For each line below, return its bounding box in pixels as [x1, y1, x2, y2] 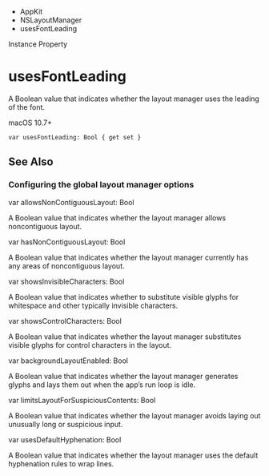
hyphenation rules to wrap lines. [8, 458, 114, 468]
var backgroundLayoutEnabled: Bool [8, 356, 128, 365]
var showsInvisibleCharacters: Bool [8, 276, 125, 286]
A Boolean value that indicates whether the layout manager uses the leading [8, 94, 260, 103]
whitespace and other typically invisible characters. [8, 301, 179, 310]
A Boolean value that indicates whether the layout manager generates [8, 371, 239, 381]
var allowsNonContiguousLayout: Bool [8, 197, 134, 207]
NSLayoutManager [19, 15, 82, 25]
